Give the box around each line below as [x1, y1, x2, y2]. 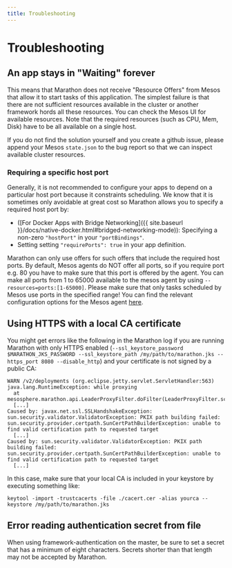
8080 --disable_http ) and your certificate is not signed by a [41, 357, 212, 365]
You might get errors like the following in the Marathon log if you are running [7, 336, 224, 344]
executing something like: [7, 481, 80, 490]
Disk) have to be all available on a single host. [7, 122, 137, 130]
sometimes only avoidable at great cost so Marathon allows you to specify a [7, 197, 224, 206]
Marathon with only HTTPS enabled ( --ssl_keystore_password [7, 343, 184, 352]
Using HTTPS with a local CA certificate [7, 318, 182, 330]
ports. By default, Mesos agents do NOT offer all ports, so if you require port [7, 261, 224, 269]
